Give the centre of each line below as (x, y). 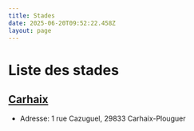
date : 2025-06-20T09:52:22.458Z (62, 23)
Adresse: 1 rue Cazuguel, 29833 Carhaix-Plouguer (103, 119)
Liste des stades (64, 70)
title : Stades (32, 16)
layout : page (30, 30)
